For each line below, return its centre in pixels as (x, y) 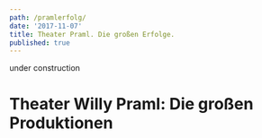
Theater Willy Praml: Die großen (131, 104)
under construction (45, 68)
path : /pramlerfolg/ (48, 17)
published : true (40, 43)
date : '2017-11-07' (46, 26)
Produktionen (61, 123)
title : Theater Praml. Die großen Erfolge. (92, 34)
